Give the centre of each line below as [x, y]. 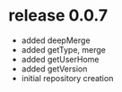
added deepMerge [56, 40]
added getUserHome [60, 59]
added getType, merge [64, 49]
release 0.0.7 [58, 16]
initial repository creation [67, 78]
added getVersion [54, 69]
